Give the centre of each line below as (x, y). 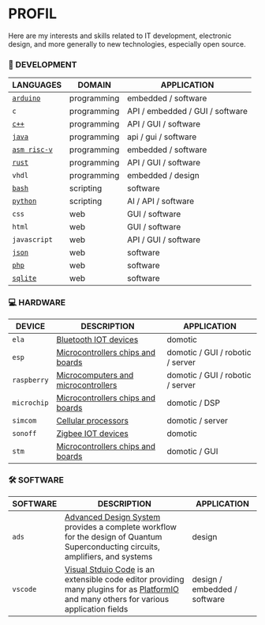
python (24, 201)
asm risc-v (32, 150)
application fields (96, 608)
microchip (30, 403)
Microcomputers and (95, 375)
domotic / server (198, 420)
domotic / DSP (194, 403)
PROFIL (33, 14)
